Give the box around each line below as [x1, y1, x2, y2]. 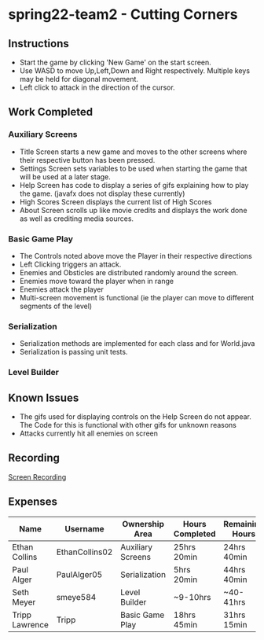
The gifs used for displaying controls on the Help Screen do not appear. [19, 412, 251, 421]
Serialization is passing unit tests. [19, 348, 128, 357]
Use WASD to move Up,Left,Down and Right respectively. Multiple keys [19, 66, 250, 75]
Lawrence [12, 619, 49, 630]
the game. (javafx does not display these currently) [19, 189, 185, 198]
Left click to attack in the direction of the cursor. [19, 83, 175, 92]
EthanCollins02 [56, 546, 113, 557]
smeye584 [56, 591, 97, 602]
